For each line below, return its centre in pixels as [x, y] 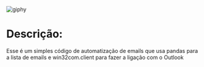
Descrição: [34, 34]
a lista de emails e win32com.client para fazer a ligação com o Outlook [95, 57]
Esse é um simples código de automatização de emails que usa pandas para [102, 51]
